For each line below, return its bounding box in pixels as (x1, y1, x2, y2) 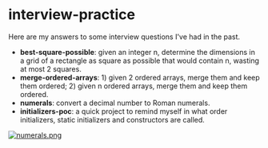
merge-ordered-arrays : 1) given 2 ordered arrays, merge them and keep (19, 72, 260, 82)
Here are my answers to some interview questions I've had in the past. (8, 32, 241, 41)
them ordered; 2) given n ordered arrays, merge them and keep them (19, 81, 248, 91)
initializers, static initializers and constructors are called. (19, 115, 206, 124)
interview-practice (8, 6, 136, 24)
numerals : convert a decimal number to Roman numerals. (19, 98, 210, 107)
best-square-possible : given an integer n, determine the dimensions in (19, 47, 256, 56)
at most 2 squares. (19, 64, 82, 73)
